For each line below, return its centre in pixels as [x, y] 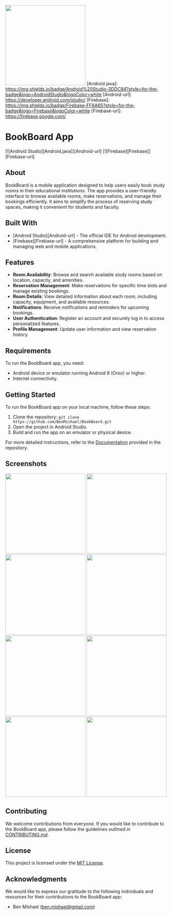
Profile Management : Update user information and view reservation [84, 329]
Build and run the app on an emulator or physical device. [72, 432]
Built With [21, 223]
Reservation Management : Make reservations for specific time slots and [90, 286]
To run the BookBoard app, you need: [45, 363]
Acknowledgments [36, 879]
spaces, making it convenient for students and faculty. [63, 207]
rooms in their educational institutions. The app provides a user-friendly [81, 190]
